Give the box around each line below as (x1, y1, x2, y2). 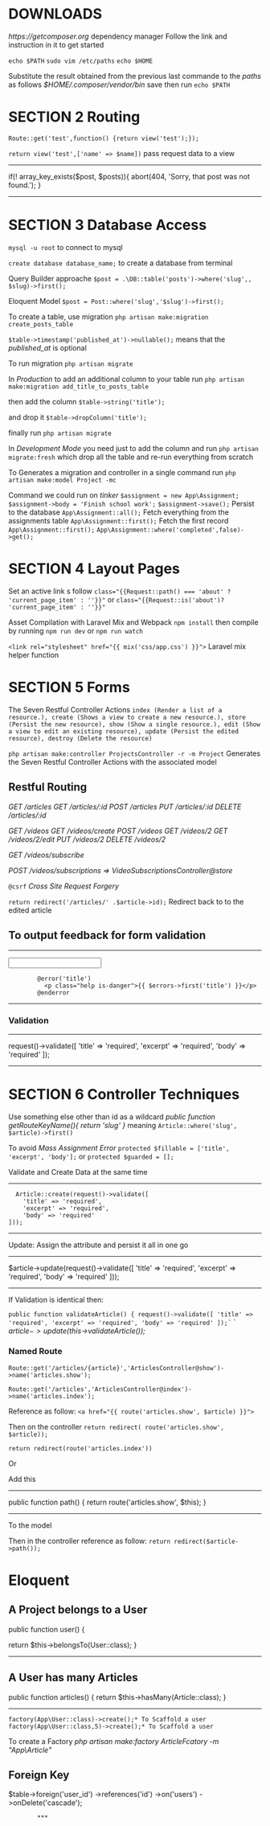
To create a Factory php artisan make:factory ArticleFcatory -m (8, 1736, 219, 1746)
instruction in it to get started (8, 39, 104, 49)
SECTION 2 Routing (8, 108, 141, 126)
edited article (8, 905, 52, 915)
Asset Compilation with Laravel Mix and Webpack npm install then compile (8, 617, 259, 627)
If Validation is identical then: (8, 1295, 104, 1304)
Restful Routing (8, 781, 88, 794)
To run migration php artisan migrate (8, 359, 134, 368)
